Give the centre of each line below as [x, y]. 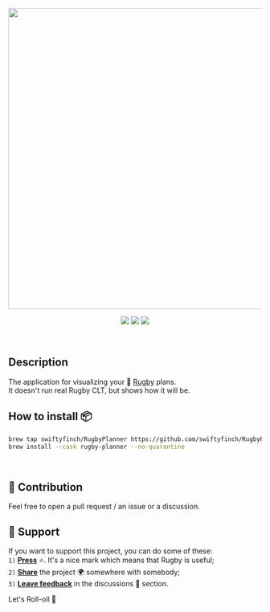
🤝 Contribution [45, 487]
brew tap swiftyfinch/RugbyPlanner [68, 439]
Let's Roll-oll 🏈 [32, 599]
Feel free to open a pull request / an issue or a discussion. [104, 507]
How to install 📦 [50, 416]
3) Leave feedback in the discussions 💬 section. [88, 583]
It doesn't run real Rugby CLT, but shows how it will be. [99, 390]
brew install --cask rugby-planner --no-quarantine [96, 447]
